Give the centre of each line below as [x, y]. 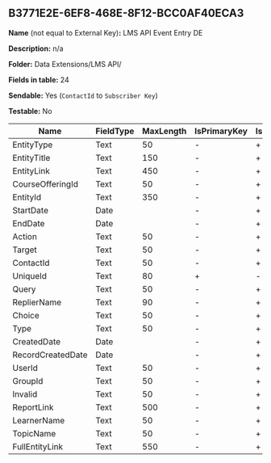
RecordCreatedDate [50, 355]
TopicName [34, 433]
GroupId [28, 381]
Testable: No [30, 111]
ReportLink [33, 407]
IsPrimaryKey [221, 131]
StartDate [31, 210]
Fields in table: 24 [39, 79]
